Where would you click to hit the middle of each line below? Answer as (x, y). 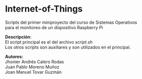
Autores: (14, 56)
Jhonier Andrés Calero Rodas (35, 62)
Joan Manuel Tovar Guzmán (33, 72)
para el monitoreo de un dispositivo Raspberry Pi (54, 27)
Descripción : (18, 37)
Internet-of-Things (44, 9)
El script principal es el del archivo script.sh (49, 42)
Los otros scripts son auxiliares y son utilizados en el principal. (68, 47)
